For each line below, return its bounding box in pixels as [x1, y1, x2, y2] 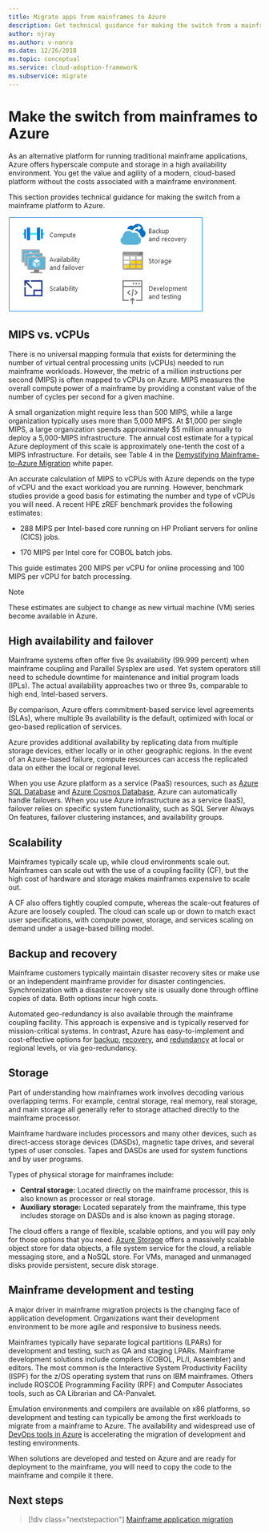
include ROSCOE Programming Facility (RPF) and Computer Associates [8, 1380, 243, 1389]
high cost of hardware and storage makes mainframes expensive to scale [8, 874, 251, 884]
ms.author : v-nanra [8, 38, 74, 46]
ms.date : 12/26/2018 [8, 46, 78, 55]
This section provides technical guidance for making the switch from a [8, 192, 241, 202]
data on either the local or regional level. [8, 763, 142, 773]
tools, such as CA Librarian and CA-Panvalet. [8, 1388, 157, 1397]
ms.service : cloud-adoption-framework [8, 64, 138, 72]
